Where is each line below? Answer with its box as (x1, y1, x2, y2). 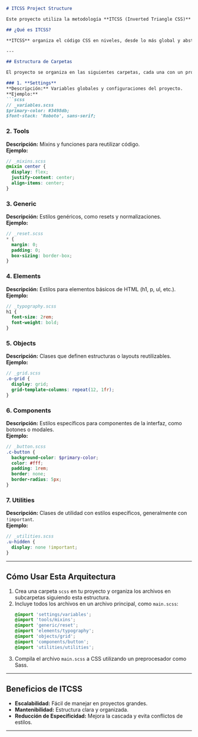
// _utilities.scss (6, 533, 54, 540)
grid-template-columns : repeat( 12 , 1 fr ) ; (11, 387, 115, 393)
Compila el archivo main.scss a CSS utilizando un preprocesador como (14, 655, 187, 662)
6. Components (6, 406, 51, 415)
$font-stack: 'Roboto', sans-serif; (6, 113, 96, 119)
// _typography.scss (6, 303, 57, 309)
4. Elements (6, 272, 41, 281)
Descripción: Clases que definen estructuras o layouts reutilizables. (6, 353, 171, 360)
